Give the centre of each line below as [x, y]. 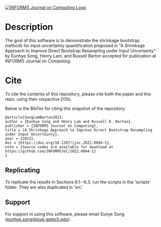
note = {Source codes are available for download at [59, 147]
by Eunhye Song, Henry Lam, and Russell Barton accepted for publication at [80, 56]
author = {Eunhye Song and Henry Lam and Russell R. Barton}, [69, 121]
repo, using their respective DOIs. [38, 99]
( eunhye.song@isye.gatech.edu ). [38, 219]
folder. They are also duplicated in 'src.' [44, 187]
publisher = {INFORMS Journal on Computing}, [51, 126]
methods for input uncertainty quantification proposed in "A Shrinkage [75, 45]
